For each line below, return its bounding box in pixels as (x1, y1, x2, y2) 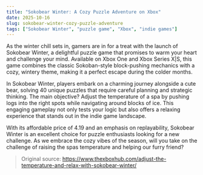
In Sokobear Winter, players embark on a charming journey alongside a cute (6, 80, 196, 87)
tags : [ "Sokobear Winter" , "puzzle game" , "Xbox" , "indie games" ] (6, 26, 178, 32)
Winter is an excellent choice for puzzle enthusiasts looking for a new (6, 131, 180, 138)
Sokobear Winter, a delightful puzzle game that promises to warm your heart (6, 49, 197, 57)
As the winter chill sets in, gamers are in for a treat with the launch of (6, 43, 178, 50)
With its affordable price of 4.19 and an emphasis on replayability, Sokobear (6, 124, 195, 131)
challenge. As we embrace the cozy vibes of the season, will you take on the (6, 137, 198, 145)
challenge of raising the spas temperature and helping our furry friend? (6, 143, 184, 151)
